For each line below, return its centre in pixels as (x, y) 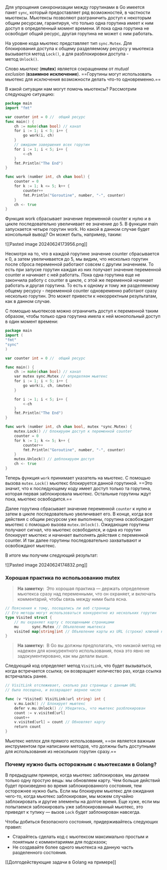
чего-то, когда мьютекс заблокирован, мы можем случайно (69, 796)
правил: (14, 827)
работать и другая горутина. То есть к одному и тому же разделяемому (82, 286)
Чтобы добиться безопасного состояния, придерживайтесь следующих (82, 822)
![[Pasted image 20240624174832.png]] (46, 565)
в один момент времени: (32, 322)
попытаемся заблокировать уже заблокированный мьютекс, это (74, 807)
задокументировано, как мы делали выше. (63, 656)
